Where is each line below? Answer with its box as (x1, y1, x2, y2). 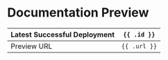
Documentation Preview (7, 5, 149, 21)
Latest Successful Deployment (10, 30, 115, 39)
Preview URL (10, 41, 53, 51)
